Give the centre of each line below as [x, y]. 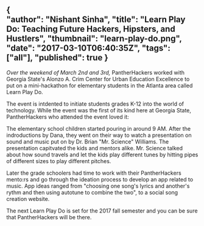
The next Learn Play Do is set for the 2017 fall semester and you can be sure [102, 211]
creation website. [28, 199]
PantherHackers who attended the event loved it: [68, 117]
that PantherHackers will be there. [49, 217]
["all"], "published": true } [57, 58]
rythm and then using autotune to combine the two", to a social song [92, 192]
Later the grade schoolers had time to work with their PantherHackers [94, 173]
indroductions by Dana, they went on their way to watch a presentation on [99, 135]
